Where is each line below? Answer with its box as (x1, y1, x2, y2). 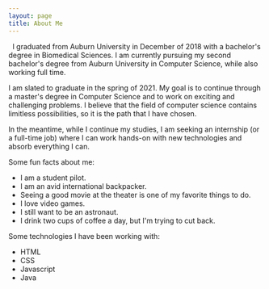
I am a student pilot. (19, 173, 86, 182)
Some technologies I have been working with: (8, 231, 160, 241)
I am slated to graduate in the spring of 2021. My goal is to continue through (8, 82, 261, 93)
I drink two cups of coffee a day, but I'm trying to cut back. (19, 216, 216, 225)
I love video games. (19, 199, 86, 208)
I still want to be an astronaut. (19, 207, 119, 216)
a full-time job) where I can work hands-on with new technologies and (8, 132, 242, 142)
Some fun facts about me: (8, 157, 95, 166)
